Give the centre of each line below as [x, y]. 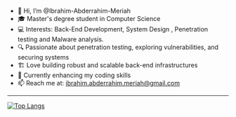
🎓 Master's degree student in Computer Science [89, 19]
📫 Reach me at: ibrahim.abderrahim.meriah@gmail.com [99, 83]
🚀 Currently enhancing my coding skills [74, 75]
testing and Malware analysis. [60, 39]
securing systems [43, 57]
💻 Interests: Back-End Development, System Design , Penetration [113, 29]
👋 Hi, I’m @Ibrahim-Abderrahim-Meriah [74, 11]
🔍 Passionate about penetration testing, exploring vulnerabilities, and [118, 47]
